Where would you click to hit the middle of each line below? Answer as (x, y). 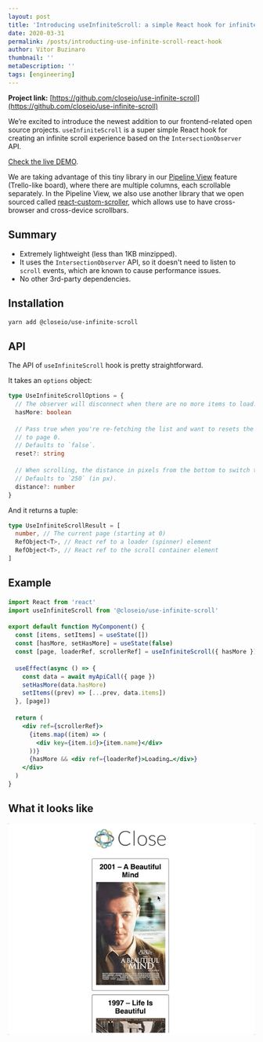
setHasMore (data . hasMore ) (65, 685)
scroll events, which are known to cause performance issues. (120, 270)
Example (30, 583)
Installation (36, 303)
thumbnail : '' (31, 58)
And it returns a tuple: (43, 510)
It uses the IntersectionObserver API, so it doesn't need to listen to (128, 262)
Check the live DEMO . (43, 162)
